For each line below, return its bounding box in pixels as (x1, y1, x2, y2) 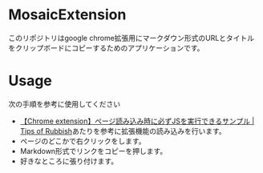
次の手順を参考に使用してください (8, 99, 121, 109)
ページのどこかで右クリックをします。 (19, 136, 146, 146)
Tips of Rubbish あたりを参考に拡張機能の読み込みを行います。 (19, 126, 226, 135)
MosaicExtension (8, 6, 127, 24)
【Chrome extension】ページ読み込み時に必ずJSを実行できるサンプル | (19, 116, 255, 126)
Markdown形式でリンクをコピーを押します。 (19, 146, 168, 155)
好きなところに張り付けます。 (19, 156, 119, 166)
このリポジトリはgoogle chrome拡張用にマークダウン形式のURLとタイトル (8, 33, 255, 42)
